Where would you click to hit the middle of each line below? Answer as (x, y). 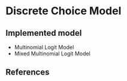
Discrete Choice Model (63, 11)
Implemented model (44, 33)
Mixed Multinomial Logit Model (52, 54)
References (28, 72)
